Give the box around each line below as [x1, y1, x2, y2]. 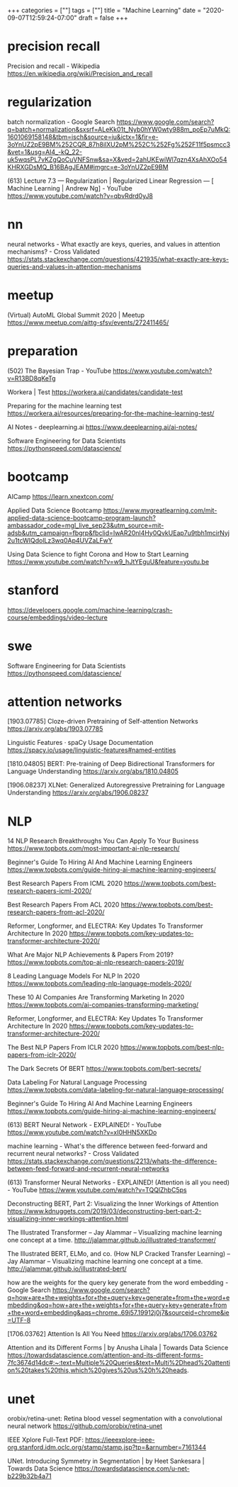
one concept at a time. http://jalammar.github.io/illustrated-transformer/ [7, 1236, 216, 1245]
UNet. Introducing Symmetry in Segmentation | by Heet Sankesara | [7, 1457, 205, 1466]
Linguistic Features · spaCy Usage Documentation [7, 739, 154, 747]
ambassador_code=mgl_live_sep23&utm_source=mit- [7, 521, 164, 529]
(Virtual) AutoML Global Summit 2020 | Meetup [7, 310, 145, 319]
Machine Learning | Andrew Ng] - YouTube [7, 184, 132, 192]
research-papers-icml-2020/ [7, 887, 92, 895]
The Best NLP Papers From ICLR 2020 [7, 1043, 119, 1052]
